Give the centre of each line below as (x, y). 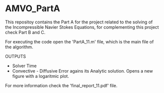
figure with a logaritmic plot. (41, 76)
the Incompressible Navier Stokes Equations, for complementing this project (82, 27)
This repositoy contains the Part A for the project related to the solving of (79, 22)
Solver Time (24, 66)
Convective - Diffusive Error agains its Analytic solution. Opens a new (82, 71)
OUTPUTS (15, 56)
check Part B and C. (25, 32)
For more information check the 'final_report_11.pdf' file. (61, 85)
